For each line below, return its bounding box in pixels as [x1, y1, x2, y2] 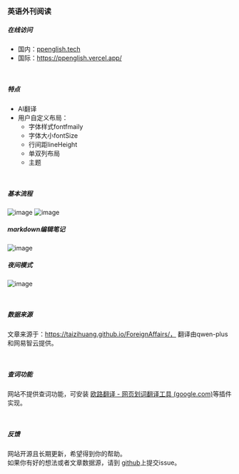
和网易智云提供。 [7, 338, 58, 347]
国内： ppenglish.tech [17, 44, 81, 53]
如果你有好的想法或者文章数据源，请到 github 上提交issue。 [7, 458, 181, 467]
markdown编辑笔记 [7, 225, 66, 233]
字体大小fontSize [28, 131, 78, 140]
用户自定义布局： [17, 113, 68, 122]
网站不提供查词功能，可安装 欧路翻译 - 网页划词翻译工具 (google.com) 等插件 [7, 389, 232, 398]
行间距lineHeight [28, 140, 78, 148]
